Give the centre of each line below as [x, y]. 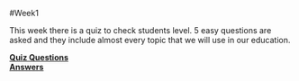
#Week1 [24, 13]
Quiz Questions [39, 57]
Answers [27, 67]
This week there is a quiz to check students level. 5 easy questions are [140, 30]
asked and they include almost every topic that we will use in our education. [150, 40]
